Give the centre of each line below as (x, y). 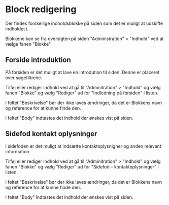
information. (18, 151)
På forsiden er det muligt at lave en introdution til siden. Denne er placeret (82, 72)
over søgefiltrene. (24, 78)
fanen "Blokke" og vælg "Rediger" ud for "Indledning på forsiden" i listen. (82, 93)
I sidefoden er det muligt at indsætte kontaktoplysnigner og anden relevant (83, 146)
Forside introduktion (38, 60)
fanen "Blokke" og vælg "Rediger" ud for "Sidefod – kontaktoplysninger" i (82, 166)
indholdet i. (17, 28)
